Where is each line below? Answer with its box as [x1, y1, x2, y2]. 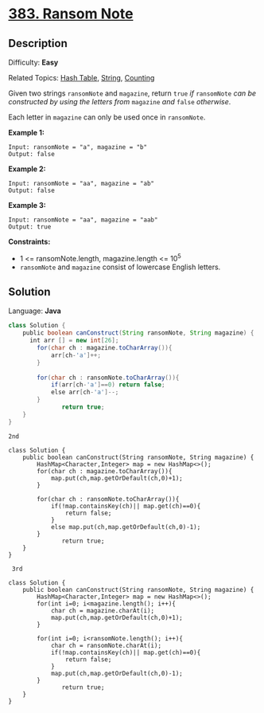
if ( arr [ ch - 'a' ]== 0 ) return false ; [50, 381, 165, 389]
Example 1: [8, 128, 45, 137]
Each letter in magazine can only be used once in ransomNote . [8, 112, 206, 122]
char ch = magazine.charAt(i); [50, 606, 155, 614]
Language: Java [8, 306, 61, 315]
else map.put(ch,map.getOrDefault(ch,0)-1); [50, 523, 201, 531]
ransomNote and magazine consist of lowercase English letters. [19, 262, 221, 272]
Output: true [8, 223, 52, 231]
